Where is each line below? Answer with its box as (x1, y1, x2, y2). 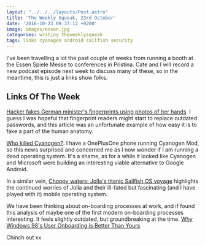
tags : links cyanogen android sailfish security (6, 37, 133, 44)
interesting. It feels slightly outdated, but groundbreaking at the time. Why (6, 215, 193, 223)
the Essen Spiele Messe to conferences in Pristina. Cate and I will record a (6, 61, 195, 68)
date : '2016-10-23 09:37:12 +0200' (6, 20, 98, 26)
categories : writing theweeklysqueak (6, 32, 103, 38)
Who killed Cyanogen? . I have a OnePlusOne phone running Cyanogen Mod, (6, 139, 199, 147)
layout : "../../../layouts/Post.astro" (6, 9, 109, 15)
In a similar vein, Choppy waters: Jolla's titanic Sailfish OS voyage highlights (6, 177, 199, 185)
